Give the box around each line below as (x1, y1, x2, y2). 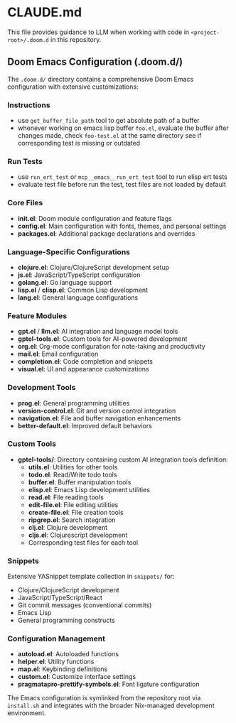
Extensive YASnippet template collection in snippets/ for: (7, 572, 175, 581)
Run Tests (7, 156, 43, 166)
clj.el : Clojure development (28, 523, 108, 531)
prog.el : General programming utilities (17, 398, 130, 407)
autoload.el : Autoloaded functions (17, 650, 119, 658)
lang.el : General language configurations (17, 293, 139, 302)
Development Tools (7, 383, 76, 393)
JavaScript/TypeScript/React (17, 594, 103, 602)
